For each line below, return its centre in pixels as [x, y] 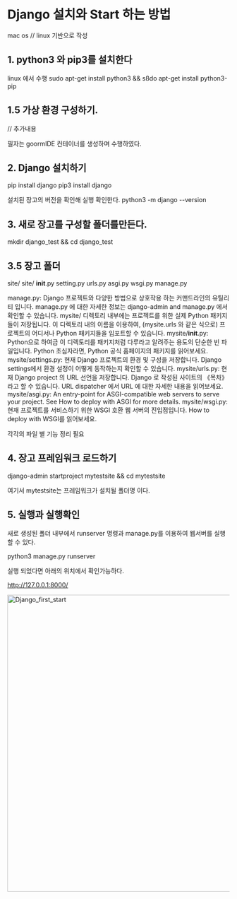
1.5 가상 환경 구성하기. [53, 110]
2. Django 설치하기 [47, 168]
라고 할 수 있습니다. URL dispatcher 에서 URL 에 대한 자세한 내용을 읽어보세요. [115, 386]
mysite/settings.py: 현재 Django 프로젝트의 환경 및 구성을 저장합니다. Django [115, 360]
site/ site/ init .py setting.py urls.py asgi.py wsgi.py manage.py [97, 283]
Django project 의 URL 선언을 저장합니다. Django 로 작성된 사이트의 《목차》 [121, 377]
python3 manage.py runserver [51, 556]
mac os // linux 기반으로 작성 [48, 35]
